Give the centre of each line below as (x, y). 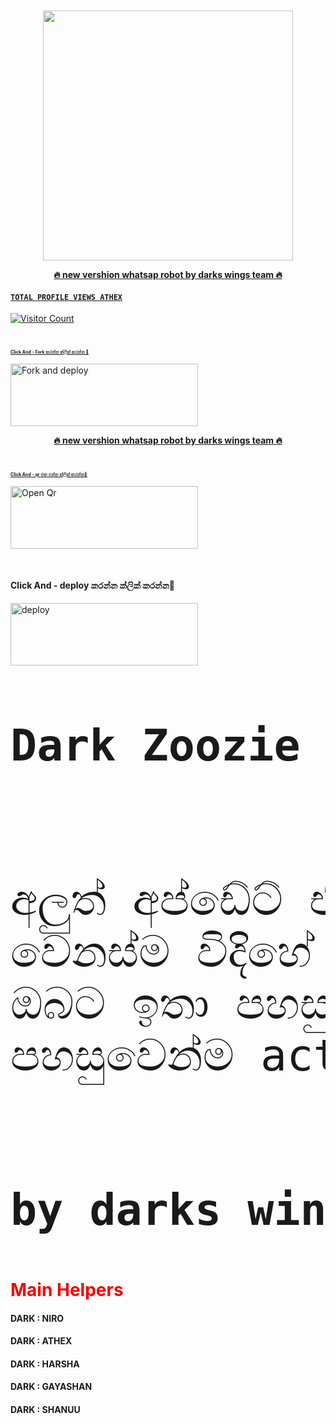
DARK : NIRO (37, 1318)
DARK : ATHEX (41, 1341)
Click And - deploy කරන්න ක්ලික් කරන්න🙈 (93, 585)
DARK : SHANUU (45, 1409)
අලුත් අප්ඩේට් (146, 899)
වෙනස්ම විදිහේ (161, 951)
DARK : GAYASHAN (51, 1387)
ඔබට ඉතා (110, 1003)
